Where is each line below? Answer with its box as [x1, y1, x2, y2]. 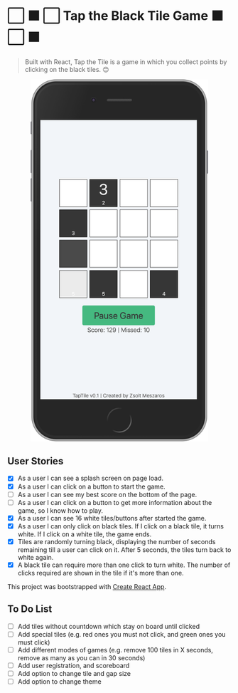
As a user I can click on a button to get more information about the [17, 498, 212, 506]
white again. [17, 553, 54, 561]
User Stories [7, 455, 64, 467]
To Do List [7, 603, 53, 615]
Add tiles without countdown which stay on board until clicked [17, 622, 200, 630]
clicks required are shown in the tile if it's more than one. [17, 568, 184, 577]
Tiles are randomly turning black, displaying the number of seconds [17, 537, 216, 546]
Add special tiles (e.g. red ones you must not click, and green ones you [17, 630, 226, 638]
